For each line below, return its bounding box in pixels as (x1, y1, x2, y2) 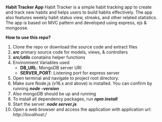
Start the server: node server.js (12, 101, 77, 107)
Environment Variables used (12, 60, 70, 65)
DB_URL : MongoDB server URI (20, 65, 82, 71)
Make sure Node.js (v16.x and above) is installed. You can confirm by (12, 80, 153, 86)
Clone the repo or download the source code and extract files (12, 44, 137, 49)
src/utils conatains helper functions (12, 54, 85, 60)
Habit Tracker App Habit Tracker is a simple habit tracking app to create (5, 4, 152, 10)
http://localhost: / (12, 112, 47, 117)
